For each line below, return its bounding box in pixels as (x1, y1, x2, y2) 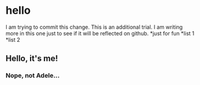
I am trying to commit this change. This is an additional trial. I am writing (5, 23, 183, 31)
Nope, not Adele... (5, 71, 60, 80)
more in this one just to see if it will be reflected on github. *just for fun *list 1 (5, 29, 195, 37)
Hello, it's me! (5, 53, 58, 63)
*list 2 (5, 36, 20, 43)
